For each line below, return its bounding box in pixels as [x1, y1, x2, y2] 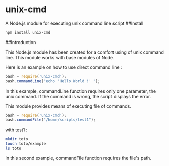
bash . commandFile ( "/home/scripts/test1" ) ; [5, 117, 96, 122]
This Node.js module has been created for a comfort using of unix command [5, 49, 164, 55]
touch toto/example [5, 141, 46, 146]
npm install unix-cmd [5, 30, 51, 35]
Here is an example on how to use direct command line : [5, 64, 122, 70]
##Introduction [5, 39, 36, 45]
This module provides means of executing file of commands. [5, 103, 131, 109]
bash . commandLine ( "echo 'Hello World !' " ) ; [5, 78, 100, 84]
